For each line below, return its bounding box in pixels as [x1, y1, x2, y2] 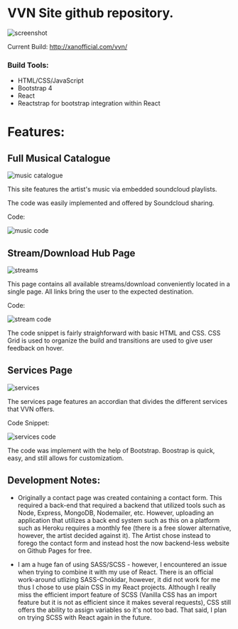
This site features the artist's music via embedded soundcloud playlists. [7, 185, 217, 194]
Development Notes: [7, 474, 101, 487]
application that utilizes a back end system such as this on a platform [17, 516, 220, 524]
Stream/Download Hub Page [7, 247, 136, 259]
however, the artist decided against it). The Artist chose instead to [17, 531, 211, 539]
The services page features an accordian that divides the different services [7, 397, 228, 405]
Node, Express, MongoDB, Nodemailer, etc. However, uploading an [17, 508, 215, 517]
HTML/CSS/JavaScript [17, 76, 84, 85]
